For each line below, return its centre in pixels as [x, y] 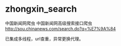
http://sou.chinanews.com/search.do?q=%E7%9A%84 [60, 28]
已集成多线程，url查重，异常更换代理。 [44, 39]
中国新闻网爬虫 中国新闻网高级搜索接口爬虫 [48, 23]
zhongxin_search [41, 9]
